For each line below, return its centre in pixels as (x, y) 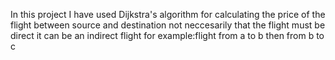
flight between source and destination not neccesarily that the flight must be (168, 25)
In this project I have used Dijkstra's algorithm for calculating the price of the (168, 14)
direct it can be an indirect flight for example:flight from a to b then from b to (167, 35)
